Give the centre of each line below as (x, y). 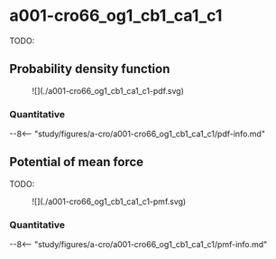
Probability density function (90, 69)
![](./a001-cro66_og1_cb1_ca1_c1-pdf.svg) (108, 90)
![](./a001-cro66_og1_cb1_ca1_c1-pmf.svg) (109, 201)
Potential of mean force (77, 162)
